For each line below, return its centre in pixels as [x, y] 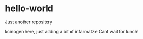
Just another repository [29, 22]
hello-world [29, 9]
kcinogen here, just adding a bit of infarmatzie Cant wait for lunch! [72, 31]
